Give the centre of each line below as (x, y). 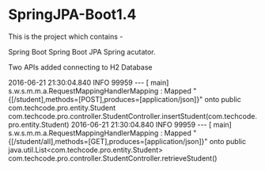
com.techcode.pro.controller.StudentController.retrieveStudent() (113, 158)
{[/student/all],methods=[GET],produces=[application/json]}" (108, 141)
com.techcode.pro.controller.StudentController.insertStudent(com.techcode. (132, 116)
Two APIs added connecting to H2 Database (80, 67)
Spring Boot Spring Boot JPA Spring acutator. (82, 51)
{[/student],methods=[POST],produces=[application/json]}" (106, 99)
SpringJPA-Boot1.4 (72, 15)
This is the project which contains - (66, 36)
